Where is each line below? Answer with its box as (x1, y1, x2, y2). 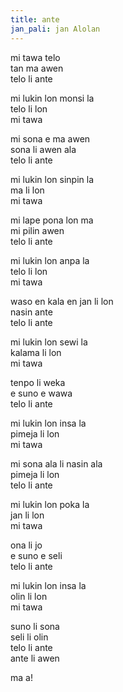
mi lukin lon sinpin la (10, 173, 95, 185)
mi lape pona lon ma (10, 214, 94, 226)
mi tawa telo (10, 51, 61, 63)
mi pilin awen (10, 224, 65, 236)
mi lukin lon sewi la (10, 336, 88, 348)
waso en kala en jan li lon (10, 295, 114, 307)
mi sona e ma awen (10, 132, 91, 145)
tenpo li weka (10, 376, 66, 388)
